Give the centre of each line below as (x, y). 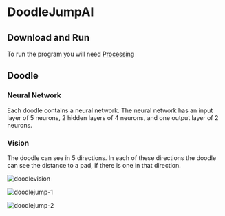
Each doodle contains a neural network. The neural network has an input (110, 110)
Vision (18, 143)
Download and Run (49, 38)
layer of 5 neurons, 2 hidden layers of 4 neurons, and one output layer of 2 (113, 117)
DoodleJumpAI (51, 12)
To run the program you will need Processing (71, 54)
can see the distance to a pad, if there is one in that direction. (94, 165)
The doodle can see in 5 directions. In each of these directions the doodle (112, 158)
